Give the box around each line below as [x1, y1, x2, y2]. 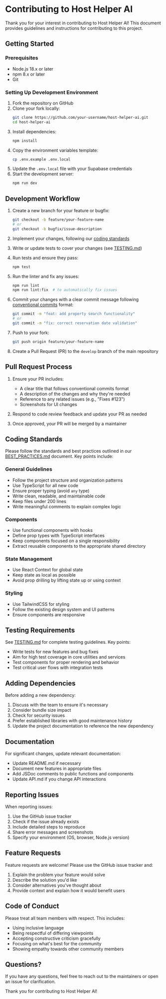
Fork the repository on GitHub [12, 100, 74, 106]
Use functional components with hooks [12, 527, 93, 533]
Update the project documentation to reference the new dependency [12, 723, 154, 729]
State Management [5, 556, 53, 562]
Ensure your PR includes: [12, 376, 64, 382]
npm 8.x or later [12, 71, 45, 77]
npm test [12, 264, 31, 269]
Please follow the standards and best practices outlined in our [5, 448, 132, 454]
